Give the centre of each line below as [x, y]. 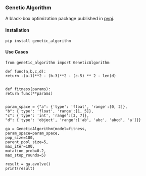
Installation [17, 30]
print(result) [20, 168]
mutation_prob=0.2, [26, 151]
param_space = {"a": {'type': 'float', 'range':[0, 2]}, [66, 107]
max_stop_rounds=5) [26, 155]
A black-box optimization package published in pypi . [60, 19]
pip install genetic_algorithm [38, 41]
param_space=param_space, [32, 133]
